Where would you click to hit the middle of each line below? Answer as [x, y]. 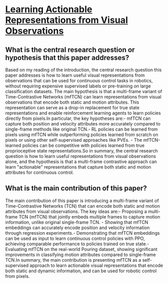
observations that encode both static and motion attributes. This [72, 102]
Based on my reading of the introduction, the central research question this [83, 70]
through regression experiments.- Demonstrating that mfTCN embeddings [83, 233]
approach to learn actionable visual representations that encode [96, 265]
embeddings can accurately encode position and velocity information [78, 228]
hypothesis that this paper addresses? [67, 58]
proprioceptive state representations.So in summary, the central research [82, 151]
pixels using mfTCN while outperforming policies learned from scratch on [82, 135]
